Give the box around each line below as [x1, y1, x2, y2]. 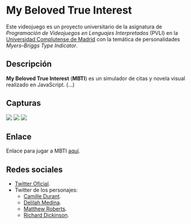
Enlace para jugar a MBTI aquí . [6, 147, 81, 154]
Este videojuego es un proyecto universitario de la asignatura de [6, 23, 162, 30]
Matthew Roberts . [23, 205, 67, 213]
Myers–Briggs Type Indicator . [6, 42, 78, 49]
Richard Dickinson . [23, 212, 70, 219]
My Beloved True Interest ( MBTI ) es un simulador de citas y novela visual [6, 74, 186, 82]
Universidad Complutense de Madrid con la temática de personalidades [6, 35, 180, 43]
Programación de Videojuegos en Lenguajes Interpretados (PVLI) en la [6, 29, 179, 36]
